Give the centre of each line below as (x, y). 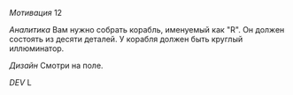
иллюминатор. (37, 48)
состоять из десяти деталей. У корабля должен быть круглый (126, 39)
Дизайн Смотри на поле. (56, 66)
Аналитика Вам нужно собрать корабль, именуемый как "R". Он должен (147, 29)
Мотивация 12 (36, 13)
